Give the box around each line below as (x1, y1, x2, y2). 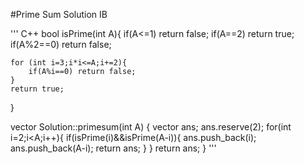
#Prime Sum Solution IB (10, 9, 108, 20)
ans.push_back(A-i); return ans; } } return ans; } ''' (10, 142, 217, 154)
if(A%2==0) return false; (10, 39, 112, 50)
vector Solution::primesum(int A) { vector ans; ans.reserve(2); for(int (10, 121, 292, 133)
